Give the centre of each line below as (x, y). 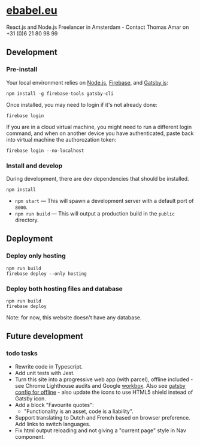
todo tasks (22, 354)
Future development (45, 336)
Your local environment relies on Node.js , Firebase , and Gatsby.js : (87, 82)
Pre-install (22, 70)
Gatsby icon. (31, 398)
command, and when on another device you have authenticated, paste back (100, 133)
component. (30, 436)
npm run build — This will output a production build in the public (95, 213)
